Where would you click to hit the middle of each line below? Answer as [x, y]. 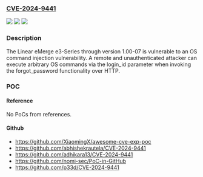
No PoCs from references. [39, 114]
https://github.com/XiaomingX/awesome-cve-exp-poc [83, 141]
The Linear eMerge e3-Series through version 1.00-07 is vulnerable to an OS [102, 51]
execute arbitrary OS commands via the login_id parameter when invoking [99, 64]
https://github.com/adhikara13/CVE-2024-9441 [74, 154]
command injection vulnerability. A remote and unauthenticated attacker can [101, 58]
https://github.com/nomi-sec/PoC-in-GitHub [70, 161]
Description [24, 38]
